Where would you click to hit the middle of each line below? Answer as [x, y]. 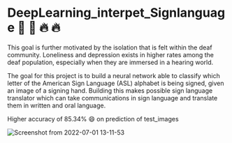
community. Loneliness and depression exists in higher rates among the [111, 54]
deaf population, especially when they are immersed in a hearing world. [110, 62]
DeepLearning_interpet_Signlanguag [116, 13]
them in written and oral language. [57, 105]
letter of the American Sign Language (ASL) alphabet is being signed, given [116, 83]
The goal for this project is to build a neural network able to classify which [114, 75]
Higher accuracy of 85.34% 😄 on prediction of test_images [93, 119]
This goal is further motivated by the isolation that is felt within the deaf [110, 47]
